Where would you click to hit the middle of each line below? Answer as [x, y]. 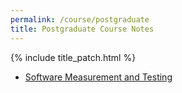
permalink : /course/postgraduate [80, 19]
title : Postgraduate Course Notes [82, 29]
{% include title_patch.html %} [73, 57]
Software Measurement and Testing [98, 77]
